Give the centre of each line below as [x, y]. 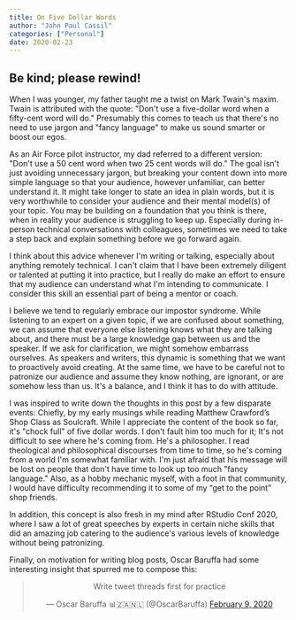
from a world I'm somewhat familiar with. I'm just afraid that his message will [148, 460]
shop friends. [33, 498]
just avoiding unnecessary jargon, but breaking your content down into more [148, 173]
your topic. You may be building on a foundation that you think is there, [138, 211]
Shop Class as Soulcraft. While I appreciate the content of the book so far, [144, 422]
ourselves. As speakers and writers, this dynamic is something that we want [147, 358]
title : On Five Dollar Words [63, 17]
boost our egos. [38, 137]
